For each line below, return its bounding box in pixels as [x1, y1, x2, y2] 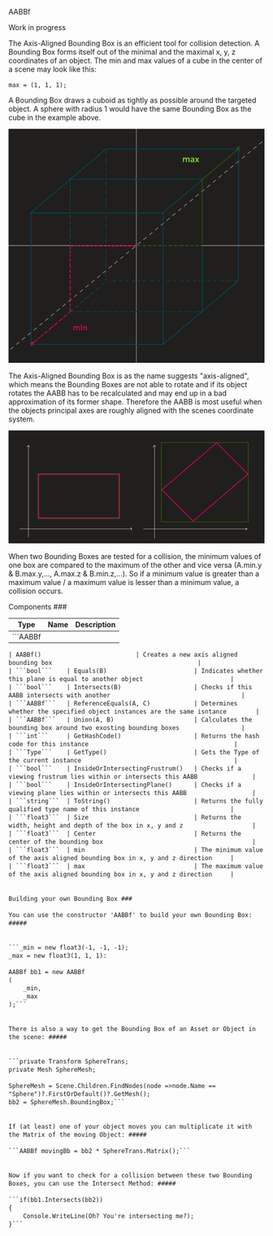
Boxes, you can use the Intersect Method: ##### [8, 1180, 176, 1188]
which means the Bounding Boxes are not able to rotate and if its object [8, 380, 248, 390]
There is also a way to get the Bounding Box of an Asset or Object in [8, 1025, 256, 1033]
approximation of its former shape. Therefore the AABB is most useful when [8, 397, 262, 407]
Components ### [8, 601, 67, 611]
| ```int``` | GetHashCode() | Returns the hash [8, 732, 260, 740]
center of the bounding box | [8, 838, 256, 846]
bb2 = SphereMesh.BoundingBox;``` [8, 1098, 126, 1107]
